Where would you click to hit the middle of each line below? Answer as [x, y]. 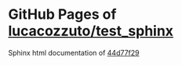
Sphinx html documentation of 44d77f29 [74, 52]
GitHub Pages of [62, 14]
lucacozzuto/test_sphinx [91, 31]
